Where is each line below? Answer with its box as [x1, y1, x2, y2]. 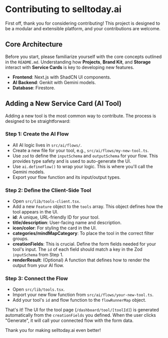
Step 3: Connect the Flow [5, 275, 68, 282]
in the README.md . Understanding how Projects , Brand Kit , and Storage [5, 59, 151, 65]
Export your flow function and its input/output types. [12, 174, 121, 180]
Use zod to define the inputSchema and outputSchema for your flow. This [12, 153, 158, 159]
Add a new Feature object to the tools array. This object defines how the [12, 204, 163, 210]
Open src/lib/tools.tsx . [12, 286, 65, 293]
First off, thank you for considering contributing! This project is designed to [5, 20, 160, 26]
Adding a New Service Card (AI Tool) [5, 99, 122, 108]
